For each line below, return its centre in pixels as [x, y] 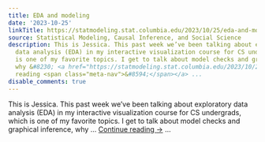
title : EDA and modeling [49, 15]
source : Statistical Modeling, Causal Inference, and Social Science [125, 37]
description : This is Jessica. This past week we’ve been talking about [130, 45]
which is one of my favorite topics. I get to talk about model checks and [124, 121]
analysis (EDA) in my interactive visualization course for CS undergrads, [125, 112]
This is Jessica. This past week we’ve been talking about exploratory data [128, 104]
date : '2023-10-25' [40, 23]
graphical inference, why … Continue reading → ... [90, 129]
